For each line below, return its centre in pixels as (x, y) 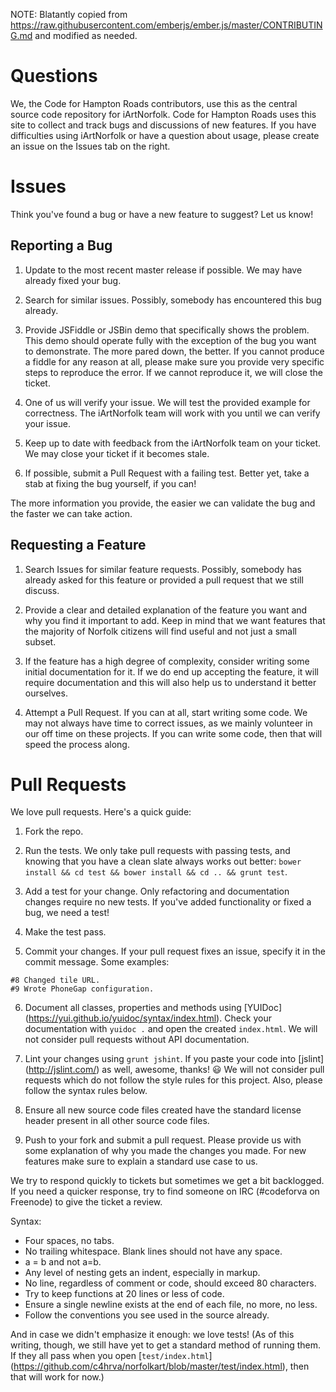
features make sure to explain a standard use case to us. (141, 1161)
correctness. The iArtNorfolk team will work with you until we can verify (172, 413)
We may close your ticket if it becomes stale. (117, 453)
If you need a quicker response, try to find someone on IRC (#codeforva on (165, 1191)
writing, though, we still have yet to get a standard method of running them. (165, 1345)
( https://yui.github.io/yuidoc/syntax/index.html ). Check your (148, 1018)
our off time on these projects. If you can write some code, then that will (173, 733)
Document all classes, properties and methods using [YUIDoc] (153, 1008)
